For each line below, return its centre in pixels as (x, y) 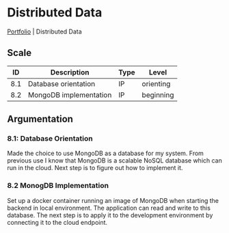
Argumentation (40, 119)
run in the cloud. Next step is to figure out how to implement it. (95, 168)
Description (70, 72)
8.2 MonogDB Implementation (58, 186)
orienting (156, 83)
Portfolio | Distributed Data (44, 31)
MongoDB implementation (70, 95)
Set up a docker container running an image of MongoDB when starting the (113, 200)
